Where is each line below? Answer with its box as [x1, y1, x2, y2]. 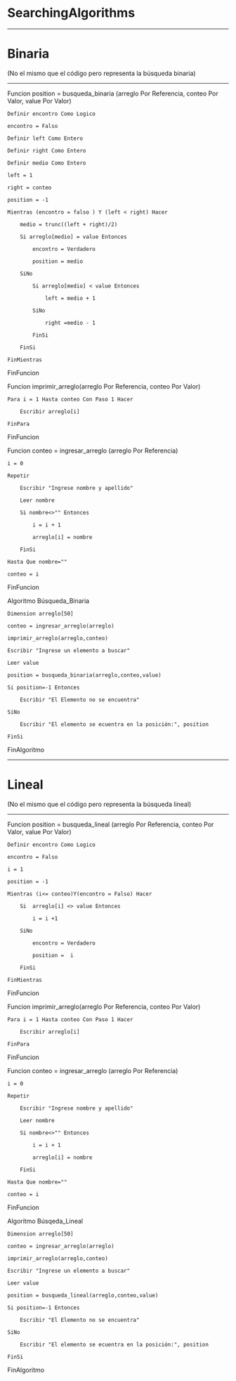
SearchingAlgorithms [7, 5, 136, 21]
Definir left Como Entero [7, 135, 83, 142]
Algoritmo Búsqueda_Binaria [7, 596, 90, 605]
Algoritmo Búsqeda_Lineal [7, 1217, 83, 1225]
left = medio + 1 [44, 294, 96, 302]
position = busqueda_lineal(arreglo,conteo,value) [7, 1292, 159, 1299]
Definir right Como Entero [7, 147, 86, 154]
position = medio [32, 258, 83, 265]
